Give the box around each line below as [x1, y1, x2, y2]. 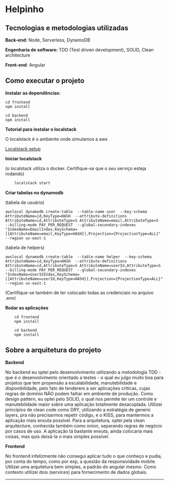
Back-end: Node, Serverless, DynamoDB [5, 37, 91, 43]
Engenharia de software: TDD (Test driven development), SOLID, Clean [5, 47, 154, 52]
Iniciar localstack [5, 155, 42, 161]
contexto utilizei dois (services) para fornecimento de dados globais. [5, 469, 148, 475]
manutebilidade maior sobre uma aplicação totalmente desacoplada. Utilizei [5, 401, 162, 407]
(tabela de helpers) [5, 244, 45, 250]
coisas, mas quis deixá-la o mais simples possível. [5, 433, 110, 440]
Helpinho [5, 4, 44, 15]
